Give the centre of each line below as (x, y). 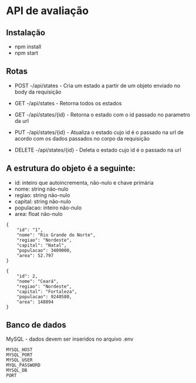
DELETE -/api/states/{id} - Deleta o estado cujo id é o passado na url (98, 150)
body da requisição (38, 92)
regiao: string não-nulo (42, 195)
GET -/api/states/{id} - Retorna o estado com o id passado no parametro (102, 114)
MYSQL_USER (19, 360)
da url (22, 121)
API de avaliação (48, 11)
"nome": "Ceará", (38, 281)
